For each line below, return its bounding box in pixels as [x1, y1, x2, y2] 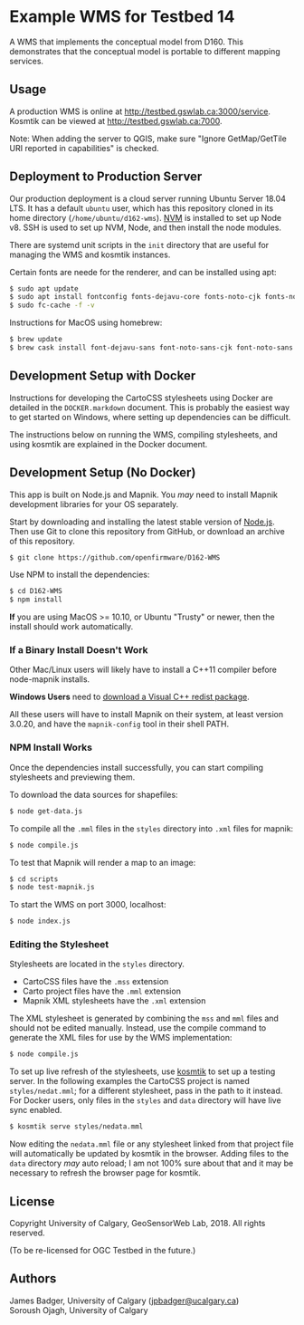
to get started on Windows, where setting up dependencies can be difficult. [9, 411, 291, 422]
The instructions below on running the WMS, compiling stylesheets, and [9, 428, 278, 440]
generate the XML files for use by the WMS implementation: [9, 1032, 233, 1043]
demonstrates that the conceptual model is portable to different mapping [9, 45, 280, 56]
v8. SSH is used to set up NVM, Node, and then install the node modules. [9, 222, 282, 233]
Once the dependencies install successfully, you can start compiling [9, 762, 264, 773]
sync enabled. [9, 1105, 62, 1116]
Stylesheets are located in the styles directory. [9, 958, 185, 970]
